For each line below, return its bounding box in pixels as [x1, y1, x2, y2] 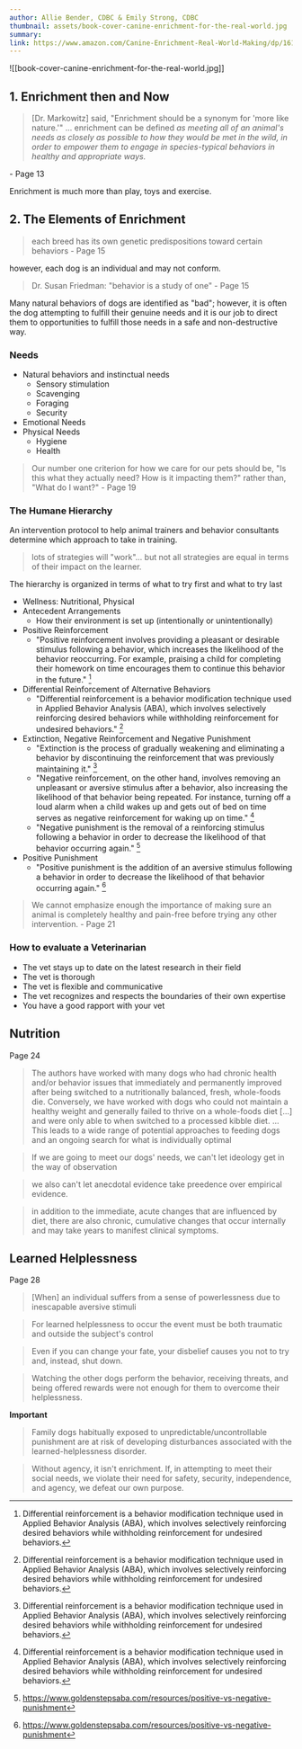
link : [9, 38, 30, 48]
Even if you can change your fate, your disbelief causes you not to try [31, 1346, 289, 1357]
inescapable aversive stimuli [31, 1301, 137, 1313]
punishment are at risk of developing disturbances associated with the [31, 1436, 292, 1448]
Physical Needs [22, 426, 81, 437]
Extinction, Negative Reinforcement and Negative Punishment [22, 733, 252, 744]
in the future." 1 [35, 673, 92, 685]
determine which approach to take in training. [9, 534, 178, 545]
